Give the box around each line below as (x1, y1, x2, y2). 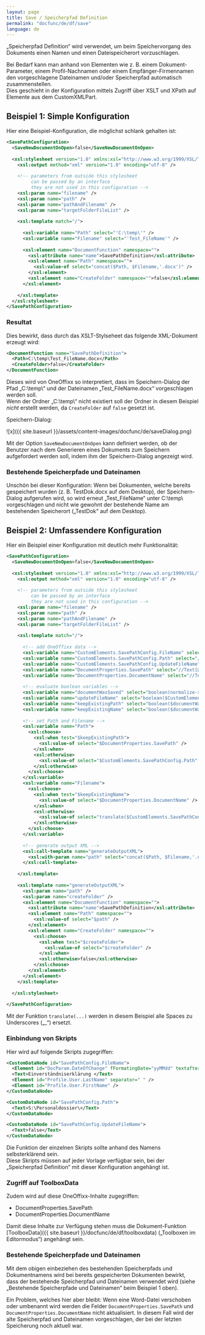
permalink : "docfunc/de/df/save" (6, 20, 92, 26)
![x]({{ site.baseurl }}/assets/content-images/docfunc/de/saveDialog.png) (6, 428, 192, 435)
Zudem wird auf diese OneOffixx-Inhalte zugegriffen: (6, 1192, 140, 1200)
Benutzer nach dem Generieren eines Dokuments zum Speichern (6, 446, 170, 453)
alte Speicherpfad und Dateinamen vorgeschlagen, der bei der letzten (6, 1315, 182, 1323)
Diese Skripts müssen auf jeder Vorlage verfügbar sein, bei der (6, 1157, 165, 1164)
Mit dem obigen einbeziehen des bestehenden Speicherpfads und (6, 1264, 173, 1272)
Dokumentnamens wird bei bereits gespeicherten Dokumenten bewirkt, (6, 1271, 186, 1278)
